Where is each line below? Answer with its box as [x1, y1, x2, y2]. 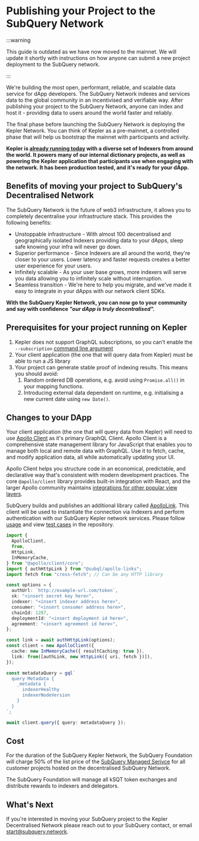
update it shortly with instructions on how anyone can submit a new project [6, 54, 190, 61]
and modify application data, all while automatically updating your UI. [6, 454, 175, 461]
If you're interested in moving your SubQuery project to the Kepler [6, 815, 168, 823]
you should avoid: [14, 370, 58, 377]
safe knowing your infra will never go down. [14, 243, 122, 250]
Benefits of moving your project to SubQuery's [6, 181, 183, 191]
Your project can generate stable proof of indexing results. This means [14, 363, 188, 370]
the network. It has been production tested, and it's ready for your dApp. [6, 164, 189, 171]
